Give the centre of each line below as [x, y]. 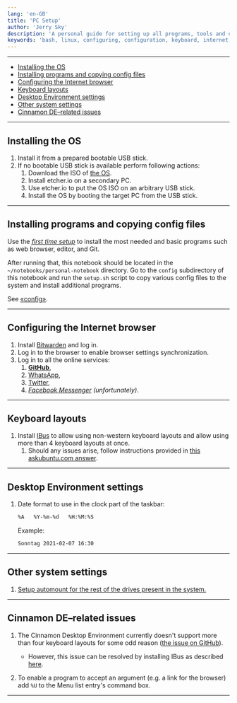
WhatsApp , [44, 375]
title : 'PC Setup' [34, 21]
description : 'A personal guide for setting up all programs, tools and [116, 34]
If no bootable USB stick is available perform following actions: [109, 165]
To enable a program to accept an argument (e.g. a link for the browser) [122, 678]
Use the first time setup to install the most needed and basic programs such [117, 241]
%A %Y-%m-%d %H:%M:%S [55, 517]
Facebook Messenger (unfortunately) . [83, 390]
